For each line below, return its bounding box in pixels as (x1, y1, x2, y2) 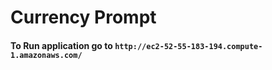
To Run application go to (10, 39, 113, 51)
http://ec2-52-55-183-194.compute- (114, 41, 263, 51)
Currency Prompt (10, 6, 157, 29)
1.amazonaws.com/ (10, 50, 83, 60)
